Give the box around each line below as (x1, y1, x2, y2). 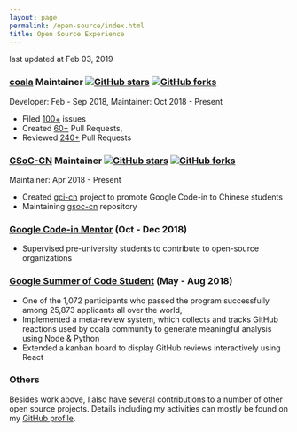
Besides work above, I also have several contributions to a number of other (9, 394, 284, 405)
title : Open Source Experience (9, 29, 125, 38)
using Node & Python (21, 333, 100, 343)
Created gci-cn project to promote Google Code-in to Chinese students (21, 192, 284, 202)
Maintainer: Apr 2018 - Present (9, 174, 121, 185)
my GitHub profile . (9, 412, 76, 423)
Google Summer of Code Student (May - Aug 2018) (9, 275, 233, 287)
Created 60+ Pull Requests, (21, 122, 123, 133)
